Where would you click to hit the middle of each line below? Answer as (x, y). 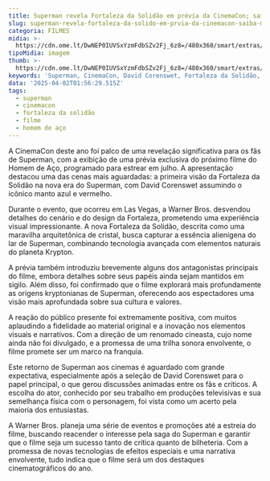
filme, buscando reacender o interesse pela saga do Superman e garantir (129, 434)
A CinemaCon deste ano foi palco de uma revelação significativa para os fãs (135, 150)
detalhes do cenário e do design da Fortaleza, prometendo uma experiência (134, 217)
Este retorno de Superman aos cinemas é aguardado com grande (117, 367)
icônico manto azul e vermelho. (60, 193)
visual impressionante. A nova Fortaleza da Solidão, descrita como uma (127, 226)
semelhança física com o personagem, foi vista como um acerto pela (123, 401)
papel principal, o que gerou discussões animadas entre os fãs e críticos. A (133, 384)
